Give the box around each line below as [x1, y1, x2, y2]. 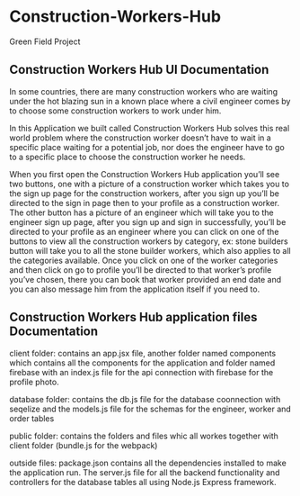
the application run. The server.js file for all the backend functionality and [9, 466, 280, 478]
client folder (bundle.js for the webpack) [9, 439, 158, 451]
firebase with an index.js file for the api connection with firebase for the [9, 366, 274, 377]
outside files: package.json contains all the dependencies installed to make [9, 457, 287, 468]
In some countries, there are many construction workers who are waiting [9, 86, 278, 96]
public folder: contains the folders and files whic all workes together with [9, 430, 278, 441]
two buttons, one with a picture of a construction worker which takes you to [9, 178, 290, 189]
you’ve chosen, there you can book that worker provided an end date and [9, 274, 282, 284]
